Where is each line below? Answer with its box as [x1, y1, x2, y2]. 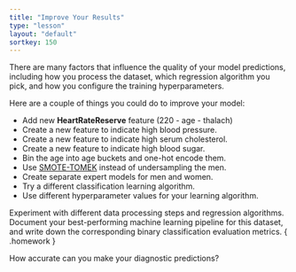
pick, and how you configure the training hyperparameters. [9, 81, 224, 91]
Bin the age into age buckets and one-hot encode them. [21, 152, 227, 164]
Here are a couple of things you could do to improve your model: [9, 98, 245, 109]
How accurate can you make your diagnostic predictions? [9, 253, 220, 264]
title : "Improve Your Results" [9, 12, 125, 22]
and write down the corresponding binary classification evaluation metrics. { [9, 227, 288, 237]
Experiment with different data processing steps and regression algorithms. [9, 207, 284, 218]
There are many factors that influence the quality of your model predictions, [9, 62, 286, 73]
